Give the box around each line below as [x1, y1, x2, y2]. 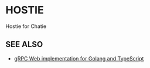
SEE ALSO [5, 40, 43, 49]
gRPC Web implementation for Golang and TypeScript [13, 55, 144, 62]
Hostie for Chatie [5, 23, 47, 30]
